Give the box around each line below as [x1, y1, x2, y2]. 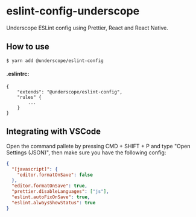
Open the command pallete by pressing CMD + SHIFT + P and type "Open [6, 142, 191, 149]
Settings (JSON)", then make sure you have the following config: [6, 149, 166, 156]
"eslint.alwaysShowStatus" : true [11, 200, 96, 206]
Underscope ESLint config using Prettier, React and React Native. [6, 24, 169, 31]
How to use [6, 42, 49, 52]
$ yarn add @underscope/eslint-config [6, 57, 104, 64]
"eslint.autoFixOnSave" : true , [11, 194, 90, 200]
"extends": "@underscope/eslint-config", [17, 89, 122, 95]
